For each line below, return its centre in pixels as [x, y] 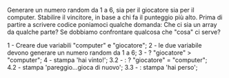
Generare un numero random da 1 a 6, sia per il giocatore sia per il [101, 10]
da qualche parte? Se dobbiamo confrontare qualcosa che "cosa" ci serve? [114, 32]
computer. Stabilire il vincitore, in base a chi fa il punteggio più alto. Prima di [115, 17]
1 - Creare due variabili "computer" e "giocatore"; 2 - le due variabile [104, 45]
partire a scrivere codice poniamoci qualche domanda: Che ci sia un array [112, 25]
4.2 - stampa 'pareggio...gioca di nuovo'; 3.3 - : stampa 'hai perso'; [102, 67]
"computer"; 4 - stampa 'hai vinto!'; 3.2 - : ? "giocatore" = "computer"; [107, 60]
